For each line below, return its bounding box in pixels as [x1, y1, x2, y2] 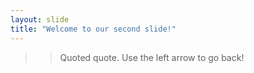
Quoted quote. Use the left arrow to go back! [59, 51, 245, 63]
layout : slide [10, 14, 70, 25]
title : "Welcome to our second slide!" [10, 24, 177, 34]
